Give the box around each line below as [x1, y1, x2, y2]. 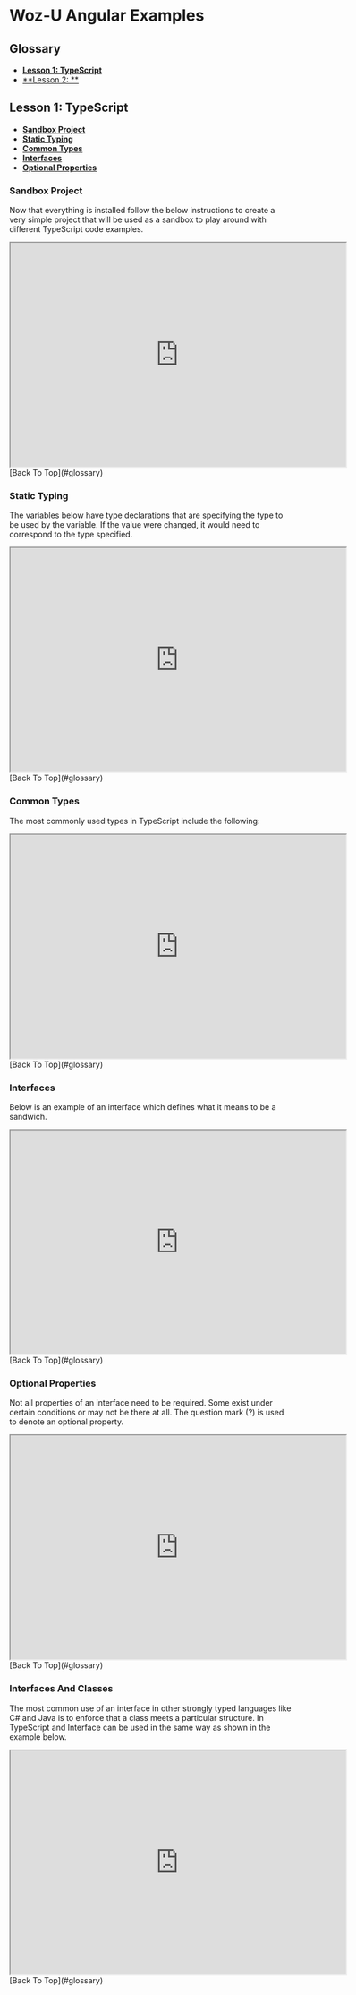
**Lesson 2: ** [21, 74, 79, 85]
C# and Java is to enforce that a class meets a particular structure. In [9, 1712, 264, 1723]
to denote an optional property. [9, 1416, 123, 1427]
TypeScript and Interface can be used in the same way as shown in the [9, 1722, 271, 1733]
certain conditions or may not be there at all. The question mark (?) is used [9, 1407, 284, 1418]
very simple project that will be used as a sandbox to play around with [9, 214, 267, 225]
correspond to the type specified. [9, 529, 133, 540]
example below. [9, 1731, 67, 1742]
